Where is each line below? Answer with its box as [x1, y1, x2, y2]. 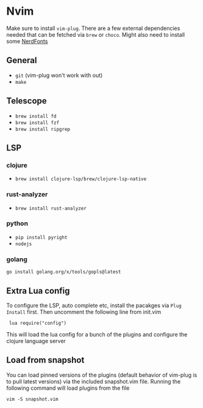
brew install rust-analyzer [15, 205, 87, 212]
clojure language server [6, 337, 66, 344]
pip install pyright [15, 234, 68, 240]
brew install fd [15, 113, 57, 119]
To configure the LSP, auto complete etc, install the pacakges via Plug [6, 302, 182, 309]
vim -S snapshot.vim [6, 396, 59, 402]
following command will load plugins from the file [6, 384, 130, 391]
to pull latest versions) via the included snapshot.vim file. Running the [6, 377, 181, 385]
